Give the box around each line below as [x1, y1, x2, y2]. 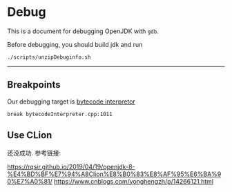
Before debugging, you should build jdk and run [7, 40, 143, 48]
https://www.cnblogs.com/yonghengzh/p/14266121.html [54, 177, 214, 185]
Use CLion [7, 129, 52, 142]
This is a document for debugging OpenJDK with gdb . [7, 27, 159, 35]
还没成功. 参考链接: [7, 148, 61, 157]
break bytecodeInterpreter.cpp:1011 [7, 111, 113, 117]
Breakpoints [7, 79, 61, 90]
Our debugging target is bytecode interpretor [7, 97, 136, 106]
